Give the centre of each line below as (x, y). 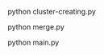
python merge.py (36, 27)
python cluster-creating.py (52, 12)
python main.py (33, 42)
